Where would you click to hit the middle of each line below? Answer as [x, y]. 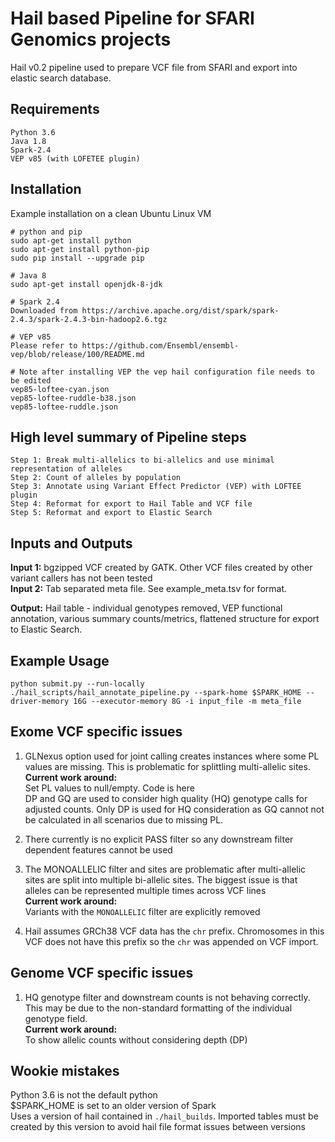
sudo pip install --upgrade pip [77, 258]
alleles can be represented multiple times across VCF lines [145, 890]
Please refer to [44, 345]
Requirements [55, 109]
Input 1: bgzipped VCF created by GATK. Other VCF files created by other [161, 568]
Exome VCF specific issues [96, 732]
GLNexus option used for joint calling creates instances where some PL [172, 756]
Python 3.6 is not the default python [84, 1095]
